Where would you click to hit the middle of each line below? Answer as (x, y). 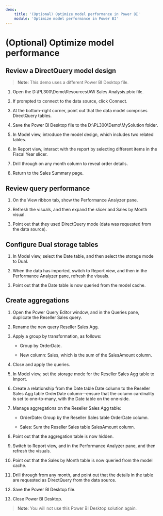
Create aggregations (37, 301)
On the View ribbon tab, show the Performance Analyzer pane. (75, 200)
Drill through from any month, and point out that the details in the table (83, 475)
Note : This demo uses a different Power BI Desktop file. (73, 83)
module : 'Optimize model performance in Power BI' (66, 18)
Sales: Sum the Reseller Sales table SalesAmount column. (77, 427)
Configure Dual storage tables (52, 244)
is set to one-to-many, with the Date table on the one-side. (71, 399)
